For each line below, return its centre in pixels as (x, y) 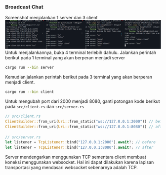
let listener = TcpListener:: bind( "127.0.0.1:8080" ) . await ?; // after (79, 148)
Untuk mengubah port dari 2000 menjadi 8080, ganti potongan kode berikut (83, 101)
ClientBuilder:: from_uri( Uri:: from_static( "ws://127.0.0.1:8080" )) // (79, 127)
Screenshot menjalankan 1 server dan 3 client (51, 18)
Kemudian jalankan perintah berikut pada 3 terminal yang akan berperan (79, 77)
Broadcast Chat (24, 7)
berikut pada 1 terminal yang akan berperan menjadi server (65, 58)
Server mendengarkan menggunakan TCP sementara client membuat (76, 157)
